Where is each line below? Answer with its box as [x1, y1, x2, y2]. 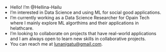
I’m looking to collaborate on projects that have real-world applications [10, 31, 157, 36]
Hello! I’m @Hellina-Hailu [10, 4, 62, 10]
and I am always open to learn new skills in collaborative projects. [10, 36, 146, 42]
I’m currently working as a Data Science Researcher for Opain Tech [10, 15, 150, 20]
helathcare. [10, 25, 34, 31]
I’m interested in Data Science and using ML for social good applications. [10, 9, 161, 15]
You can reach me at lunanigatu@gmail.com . [10, 41, 103, 47]
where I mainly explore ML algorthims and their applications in [10, 20, 139, 26]
